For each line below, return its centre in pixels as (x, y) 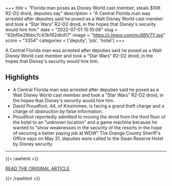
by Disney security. (33, 144)
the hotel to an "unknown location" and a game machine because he (85, 122)
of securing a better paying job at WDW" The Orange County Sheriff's (87, 133)
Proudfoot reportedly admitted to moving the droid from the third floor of (89, 117)
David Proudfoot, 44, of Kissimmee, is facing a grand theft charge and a (89, 106)
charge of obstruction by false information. (58, 111)
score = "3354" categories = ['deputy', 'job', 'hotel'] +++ (65, 40)
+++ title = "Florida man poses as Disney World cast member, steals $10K (83, 8)
